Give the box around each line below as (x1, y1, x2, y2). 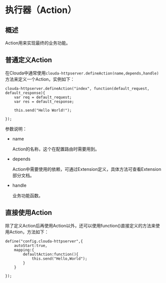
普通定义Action (5, 56, 52, 65)
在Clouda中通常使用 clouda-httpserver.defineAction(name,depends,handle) (5, 70, 159, 76)
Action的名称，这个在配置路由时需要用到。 (12, 146, 100, 152)
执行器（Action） (5, 4, 77, 16)
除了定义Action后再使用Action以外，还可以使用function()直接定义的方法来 (5, 222, 156, 228)
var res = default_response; (14, 99, 74, 104)
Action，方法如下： (9, 229, 49, 235)
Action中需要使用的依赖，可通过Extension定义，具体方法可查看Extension (12, 166, 162, 172)
